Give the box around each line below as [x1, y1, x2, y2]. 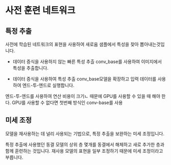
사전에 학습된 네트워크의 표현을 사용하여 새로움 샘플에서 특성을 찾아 [5, 42, 139, 47]
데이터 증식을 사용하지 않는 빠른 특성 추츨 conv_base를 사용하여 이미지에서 [12, 58, 162, 65]
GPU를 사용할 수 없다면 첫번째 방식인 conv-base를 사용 [12, 99, 123, 106]
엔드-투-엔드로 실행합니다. [22, 82, 75, 88]
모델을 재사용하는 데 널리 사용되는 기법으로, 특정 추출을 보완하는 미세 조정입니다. [5, 130, 165, 136]
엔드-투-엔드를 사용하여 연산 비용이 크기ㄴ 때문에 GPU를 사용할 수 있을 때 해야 [5, 93, 161, 99]
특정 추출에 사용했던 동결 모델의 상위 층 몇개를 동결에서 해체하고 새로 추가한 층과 [5, 141, 165, 148]
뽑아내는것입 [139, 42, 165, 47]
